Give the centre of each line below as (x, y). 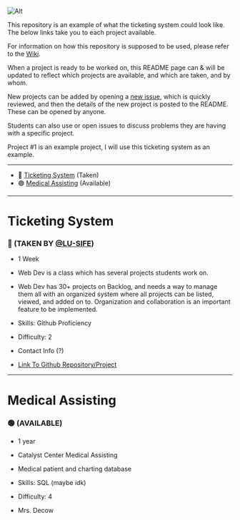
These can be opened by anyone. (57, 112)
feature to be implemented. (57, 310)
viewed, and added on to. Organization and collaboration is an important (124, 302)
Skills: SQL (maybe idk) (52, 482)
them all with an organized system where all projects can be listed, (116, 294)
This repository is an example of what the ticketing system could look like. (116, 25)
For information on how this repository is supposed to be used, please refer (119, 46)
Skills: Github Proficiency (54, 323)
